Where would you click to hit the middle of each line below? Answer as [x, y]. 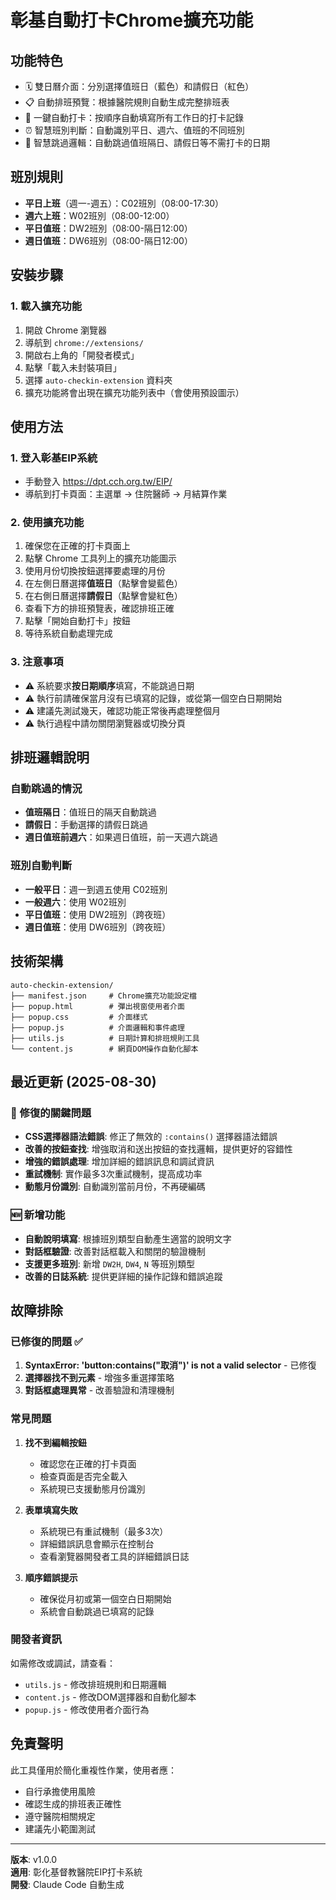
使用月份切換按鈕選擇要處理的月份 [95, 571]
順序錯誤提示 [51, 1577]
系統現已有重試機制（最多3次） [104, 1531]
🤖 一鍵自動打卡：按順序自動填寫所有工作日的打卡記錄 [134, 117]
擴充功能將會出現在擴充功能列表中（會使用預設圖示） [134, 392]
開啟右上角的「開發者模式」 [82, 355]
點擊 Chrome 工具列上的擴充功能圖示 [101, 558]
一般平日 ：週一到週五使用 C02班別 [96, 889]
